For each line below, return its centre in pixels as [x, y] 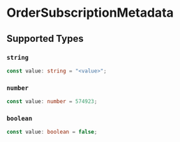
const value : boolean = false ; [52, 132]
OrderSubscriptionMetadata [90, 13]
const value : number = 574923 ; [52, 102]
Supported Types [45, 39]
